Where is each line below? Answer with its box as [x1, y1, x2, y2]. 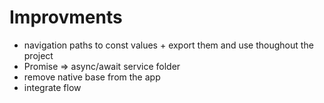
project [23, 49, 54, 61]
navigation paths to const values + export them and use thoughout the [23, 39, 314, 51]
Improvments [9, 6, 123, 29]
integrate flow [23, 81, 82, 93]
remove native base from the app [23, 71, 161, 83]
